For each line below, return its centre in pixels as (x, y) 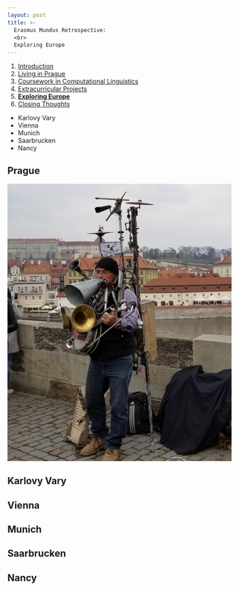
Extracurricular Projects (52, 89)
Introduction (36, 66)
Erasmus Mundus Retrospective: (60, 30)
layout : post (27, 15)
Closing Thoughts (44, 104)
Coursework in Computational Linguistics (78, 81)
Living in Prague (41, 74)
